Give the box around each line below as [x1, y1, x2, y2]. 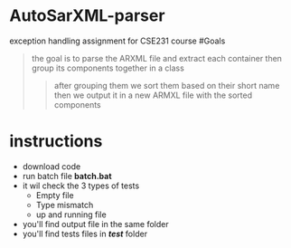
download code [22, 160, 81, 172]
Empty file [35, 189, 74, 200]
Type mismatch [35, 199, 94, 210]
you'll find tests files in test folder [22, 228, 147, 239]
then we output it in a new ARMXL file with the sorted [53, 90, 253, 100]
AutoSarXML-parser [9, 5, 165, 26]
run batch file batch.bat [22, 170, 112, 181]
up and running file [35, 209, 107, 220]
